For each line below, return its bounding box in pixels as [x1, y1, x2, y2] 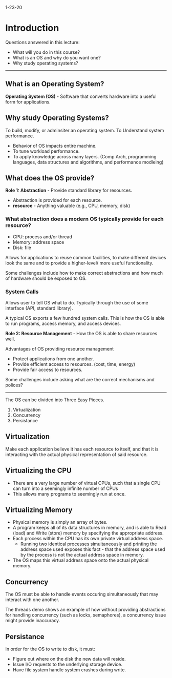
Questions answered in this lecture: [5, 39, 80, 45]
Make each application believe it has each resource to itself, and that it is [5, 446, 159, 452]
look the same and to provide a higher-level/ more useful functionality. [5, 260, 154, 266]
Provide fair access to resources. [12, 366, 83, 373]
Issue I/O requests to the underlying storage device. [12, 661, 123, 668]
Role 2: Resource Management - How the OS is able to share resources [5, 330, 158, 336]
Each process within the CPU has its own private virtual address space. [12, 536, 163, 542]
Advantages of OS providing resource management [5, 345, 114, 352]
